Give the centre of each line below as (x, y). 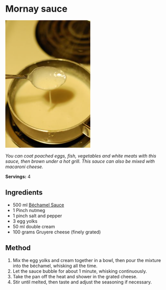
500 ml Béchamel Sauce (38, 205)
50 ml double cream (34, 226)
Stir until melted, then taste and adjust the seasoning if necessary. (82, 282)
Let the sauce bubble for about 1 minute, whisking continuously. (80, 271)
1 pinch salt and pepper (37, 216)
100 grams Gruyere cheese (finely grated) (57, 232)
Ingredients (24, 192)
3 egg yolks (25, 221)
